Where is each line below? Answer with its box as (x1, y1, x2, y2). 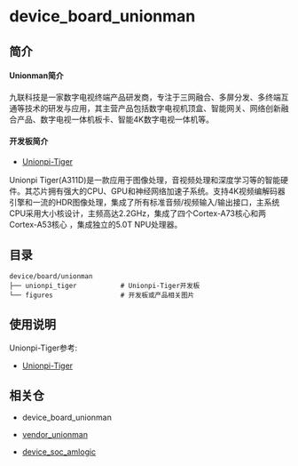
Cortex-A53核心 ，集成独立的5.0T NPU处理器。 (9, 219, 183, 229)
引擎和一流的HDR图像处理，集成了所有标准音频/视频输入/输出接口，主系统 (9, 197, 280, 207)
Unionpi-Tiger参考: (9, 342, 78, 353)
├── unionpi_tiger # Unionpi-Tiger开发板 (9, 281, 200, 290)
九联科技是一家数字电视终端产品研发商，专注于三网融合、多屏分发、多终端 (9, 92, 281, 102)
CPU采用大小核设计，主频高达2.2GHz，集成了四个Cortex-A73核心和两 (9, 207, 266, 219)
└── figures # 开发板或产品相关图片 (9, 291, 195, 300)
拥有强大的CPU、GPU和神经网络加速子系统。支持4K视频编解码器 (47, 185, 286, 197)
